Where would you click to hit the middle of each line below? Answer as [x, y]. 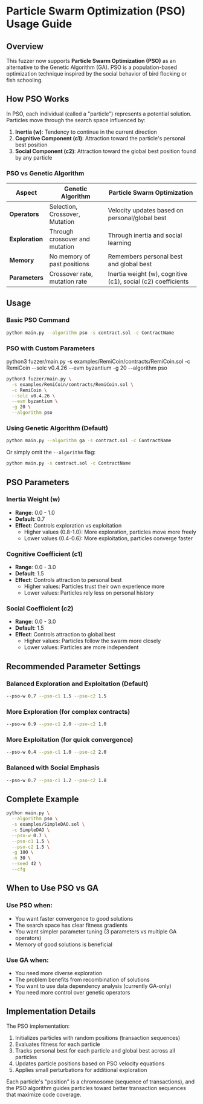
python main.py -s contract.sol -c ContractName [69, 463]
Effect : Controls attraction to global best [65, 635]
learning [120, 243]
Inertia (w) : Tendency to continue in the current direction [86, 132]
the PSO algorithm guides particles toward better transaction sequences [96, 1088]
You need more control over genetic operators [72, 992]
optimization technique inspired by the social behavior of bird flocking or [97, 73]
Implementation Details [51, 1011]
